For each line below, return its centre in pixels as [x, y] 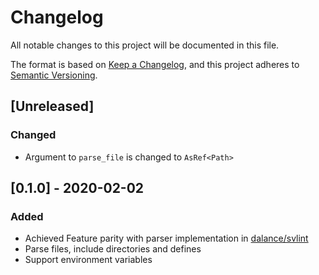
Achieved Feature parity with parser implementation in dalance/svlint [166, 238]
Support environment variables [88, 260]
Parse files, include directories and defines [113, 249]
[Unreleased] [52, 106]
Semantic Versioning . [54, 75]
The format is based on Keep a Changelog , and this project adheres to [155, 64]
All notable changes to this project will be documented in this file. [145, 45]
